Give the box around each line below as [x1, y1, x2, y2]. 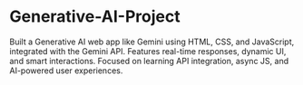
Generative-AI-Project [9, 6, 181, 27]
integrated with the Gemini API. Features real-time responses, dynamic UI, [9, 45, 287, 56]
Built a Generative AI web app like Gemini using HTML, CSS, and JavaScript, [9, 36, 295, 47]
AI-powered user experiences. [9, 65, 123, 76]
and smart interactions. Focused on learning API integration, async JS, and [9, 55, 288, 66]
